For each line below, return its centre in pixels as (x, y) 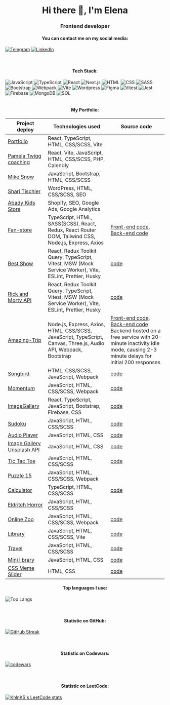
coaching (19, 162)
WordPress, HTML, (70, 188)
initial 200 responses (136, 362)
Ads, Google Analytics (74, 209)
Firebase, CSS (65, 412)
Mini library (21, 560)
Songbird (19, 373)
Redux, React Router (72, 230)
